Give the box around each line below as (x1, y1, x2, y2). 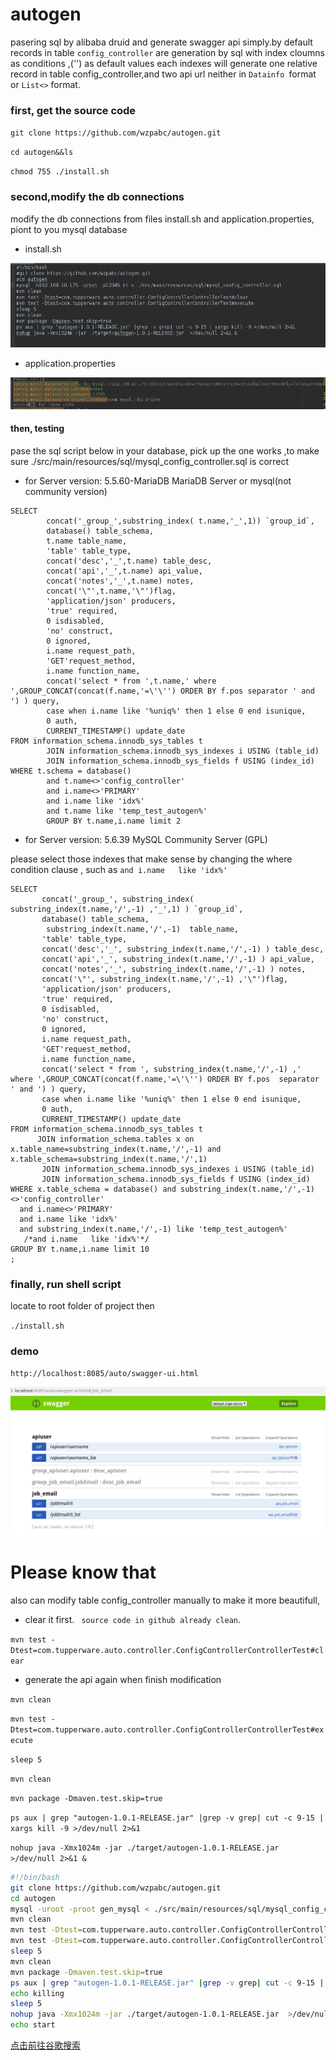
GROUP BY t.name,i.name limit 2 (46, 816, 182, 826)
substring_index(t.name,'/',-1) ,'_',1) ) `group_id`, (10, 904, 244, 914)
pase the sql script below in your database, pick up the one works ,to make (10, 444, 320, 457)
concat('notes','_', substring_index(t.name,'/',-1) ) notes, (41, 964, 307, 974)
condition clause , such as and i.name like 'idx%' (10, 863, 228, 875)
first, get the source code (10, 103, 137, 117)
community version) (24, 485, 108, 497)
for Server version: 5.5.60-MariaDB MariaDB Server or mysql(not (24, 474, 292, 487)
